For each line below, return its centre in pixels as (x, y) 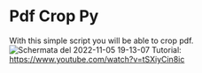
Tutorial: (167, 49)
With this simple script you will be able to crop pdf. (101, 40)
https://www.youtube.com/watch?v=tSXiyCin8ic (97, 59)
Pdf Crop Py (54, 16)
